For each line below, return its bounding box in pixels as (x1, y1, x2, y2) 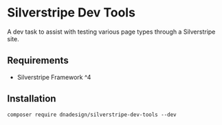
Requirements (7, 55, 69, 67)
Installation (7, 93, 56, 104)
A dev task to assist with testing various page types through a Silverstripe (7, 27, 216, 36)
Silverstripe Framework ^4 (16, 73, 91, 81)
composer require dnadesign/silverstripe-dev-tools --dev (7, 111, 177, 118)
